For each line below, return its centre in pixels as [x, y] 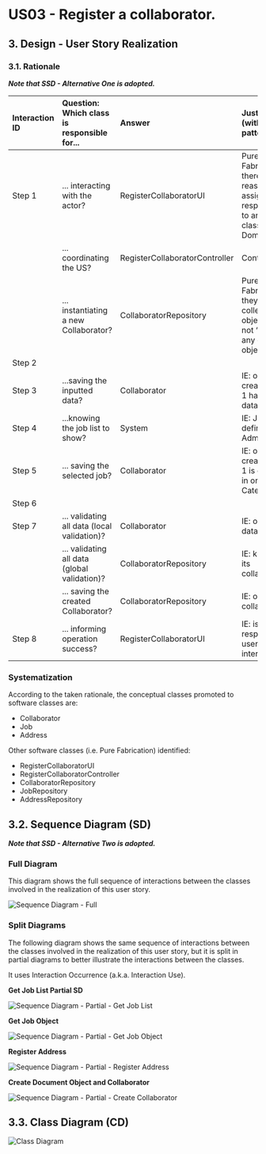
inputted [78, 390]
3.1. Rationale [34, 66]
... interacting [86, 185]
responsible [85, 132]
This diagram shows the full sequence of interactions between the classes [129, 881]
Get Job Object [34, 1021]
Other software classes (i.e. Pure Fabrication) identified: [99, 750]
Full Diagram [33, 864]
